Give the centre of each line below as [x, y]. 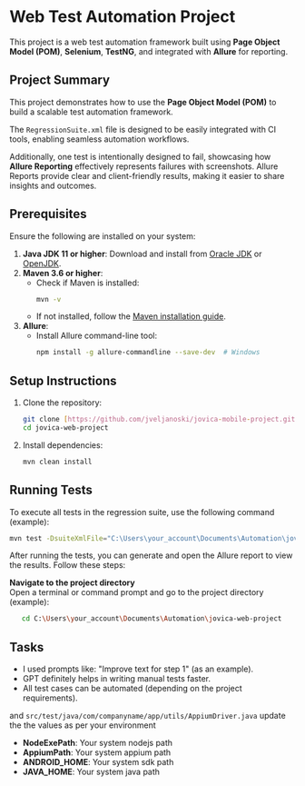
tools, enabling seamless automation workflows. [99, 139]
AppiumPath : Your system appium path [97, 752]
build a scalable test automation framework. [92, 112]
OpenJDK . [42, 263]
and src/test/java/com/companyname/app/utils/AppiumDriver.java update [148, 716]
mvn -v [49, 299]
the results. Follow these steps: [68, 565]
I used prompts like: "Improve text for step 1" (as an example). [138, 669]
